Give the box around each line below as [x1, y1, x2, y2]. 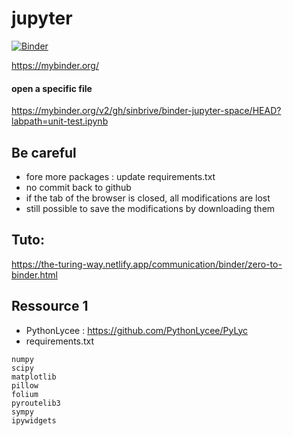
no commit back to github [25, 181, 132, 193]
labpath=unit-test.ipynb [11, 115, 109, 127]
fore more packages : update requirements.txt [25, 170, 216, 182]
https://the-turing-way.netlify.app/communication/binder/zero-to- [11, 258, 283, 270]
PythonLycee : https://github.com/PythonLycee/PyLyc [25, 324, 248, 336]
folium [11, 389, 39, 399]
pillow [11, 380, 39, 391]
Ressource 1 [11, 298, 89, 315]
